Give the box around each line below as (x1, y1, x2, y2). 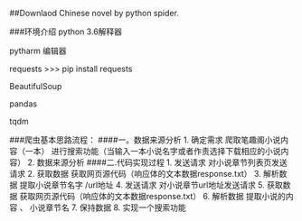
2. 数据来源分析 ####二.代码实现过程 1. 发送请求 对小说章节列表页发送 (26, 157, 288, 168)
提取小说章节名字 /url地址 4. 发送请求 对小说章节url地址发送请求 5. (19, 180, 265, 190)
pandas (9, 98, 38, 109)
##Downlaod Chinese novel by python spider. (9, 8, 179, 18)
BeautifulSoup (9, 81, 62, 91)
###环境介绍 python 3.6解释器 (9, 26, 123, 37)
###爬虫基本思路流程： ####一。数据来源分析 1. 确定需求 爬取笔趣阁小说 (9, 134, 281, 145)
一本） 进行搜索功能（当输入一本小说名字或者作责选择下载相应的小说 (24, 146, 281, 156)
